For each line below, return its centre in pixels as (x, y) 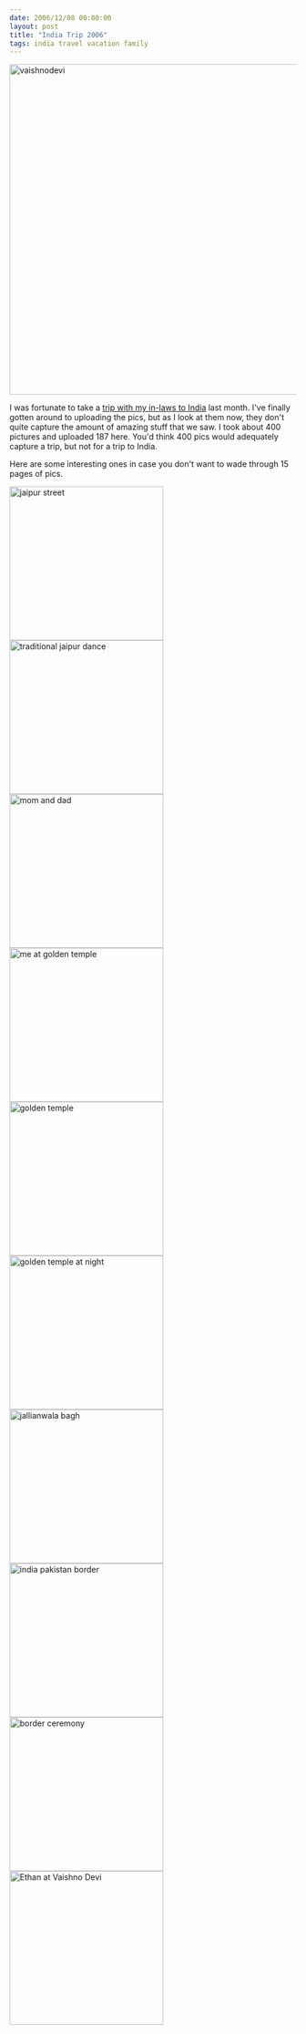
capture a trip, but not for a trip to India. (83, 447)
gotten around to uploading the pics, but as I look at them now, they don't (147, 418)
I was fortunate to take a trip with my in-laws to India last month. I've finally (150, 408)
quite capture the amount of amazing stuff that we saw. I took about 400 (145, 427)
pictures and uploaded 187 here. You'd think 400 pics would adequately (144, 437)
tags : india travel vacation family (79, 43)
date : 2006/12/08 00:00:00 (61, 18)
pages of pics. (36, 474)
